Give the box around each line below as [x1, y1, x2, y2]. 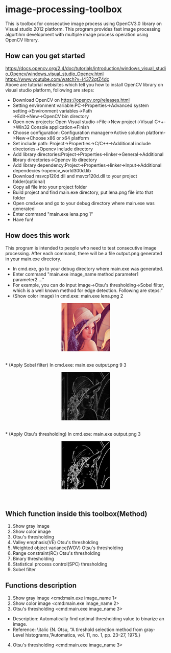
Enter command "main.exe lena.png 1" [12, 211, 93, 217]
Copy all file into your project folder [12, 184, 87, 190]
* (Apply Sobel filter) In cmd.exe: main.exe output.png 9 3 [5, 362, 127, 368]
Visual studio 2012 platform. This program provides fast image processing [5, 26, 161, 32]
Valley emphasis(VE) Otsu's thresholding [12, 539, 99, 545]
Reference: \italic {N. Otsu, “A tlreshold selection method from [12, 626, 143, 633]
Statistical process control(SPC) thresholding [12, 561, 108, 567]
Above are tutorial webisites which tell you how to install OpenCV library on [5, 81, 163, 87]
